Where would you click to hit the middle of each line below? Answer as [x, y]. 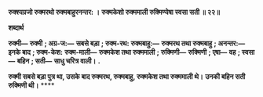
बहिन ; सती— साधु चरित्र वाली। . [58, 61]
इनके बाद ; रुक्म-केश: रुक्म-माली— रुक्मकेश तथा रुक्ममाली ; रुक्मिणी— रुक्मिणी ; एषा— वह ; [124, 52]
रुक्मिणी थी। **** [31, 85]
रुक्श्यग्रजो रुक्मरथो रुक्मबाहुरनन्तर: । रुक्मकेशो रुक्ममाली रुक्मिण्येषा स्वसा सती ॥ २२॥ [114, 12]
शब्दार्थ [16, 28]
